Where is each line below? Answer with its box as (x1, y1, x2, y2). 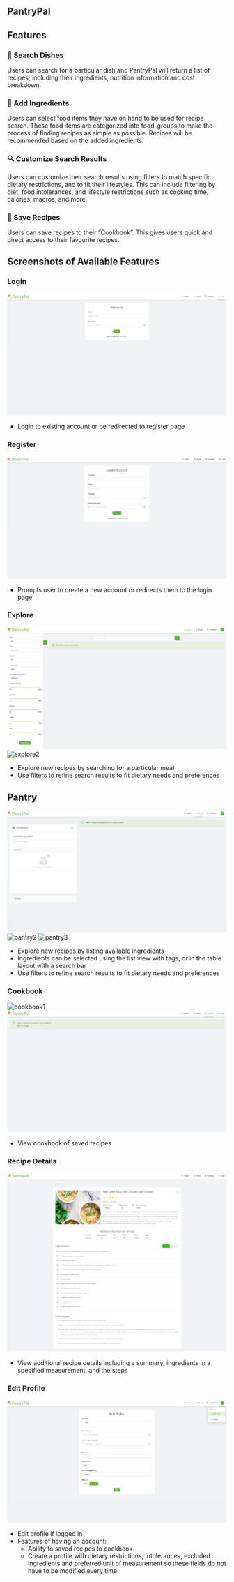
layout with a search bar (17, 962, 87, 970)
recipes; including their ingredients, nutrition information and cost (7, 73, 195, 82)
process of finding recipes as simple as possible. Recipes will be (7, 129, 193, 137)
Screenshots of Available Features (7, 256, 159, 268)
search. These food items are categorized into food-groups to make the (7, 121, 213, 130)
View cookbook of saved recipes (17, 1139, 112, 1147)
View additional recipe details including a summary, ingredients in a (17, 1359, 211, 1367)
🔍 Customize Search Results (7, 154, 107, 164)
